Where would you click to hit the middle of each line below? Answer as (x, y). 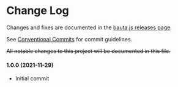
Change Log (38, 11)
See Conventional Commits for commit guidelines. (69, 39)
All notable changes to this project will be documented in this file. (89, 51)
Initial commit (32, 78)
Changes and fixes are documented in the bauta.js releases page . (89, 27)
